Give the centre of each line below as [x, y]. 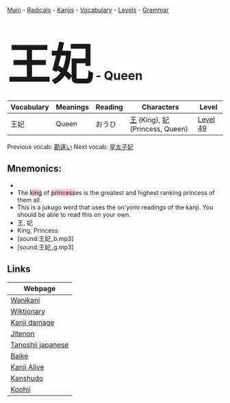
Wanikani [25, 300]
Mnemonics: [35, 169]
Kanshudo [27, 378]
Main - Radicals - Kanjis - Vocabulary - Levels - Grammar [88, 10]
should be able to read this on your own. [74, 214]
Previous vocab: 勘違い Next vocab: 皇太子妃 [70, 146]
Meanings [72, 107]
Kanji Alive [27, 367]
